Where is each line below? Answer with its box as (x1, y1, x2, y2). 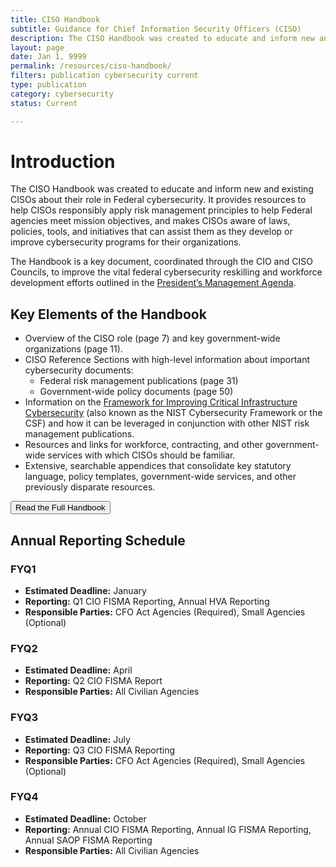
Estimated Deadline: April (24, 664, 133, 676)
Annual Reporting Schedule (10, 532, 186, 549)
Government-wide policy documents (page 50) (39, 386, 234, 398)
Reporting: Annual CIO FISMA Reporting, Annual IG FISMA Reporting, (24, 823, 312, 835)
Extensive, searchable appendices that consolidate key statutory (24, 460, 292, 472)
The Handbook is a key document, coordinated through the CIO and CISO (10, 256, 313, 268)
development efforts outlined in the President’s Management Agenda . (10, 277, 297, 289)
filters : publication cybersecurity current (10, 71, 199, 81)
